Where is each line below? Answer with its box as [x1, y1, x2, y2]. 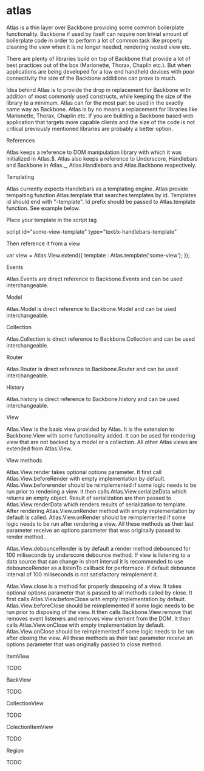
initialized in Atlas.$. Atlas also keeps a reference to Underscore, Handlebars [6, 155, 198, 162]
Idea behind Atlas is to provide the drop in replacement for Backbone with [6, 86, 191, 93]
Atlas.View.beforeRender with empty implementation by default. [6, 475, 166, 482]
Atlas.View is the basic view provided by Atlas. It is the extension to [6, 425, 175, 433]
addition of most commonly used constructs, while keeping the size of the [6, 92, 192, 100]
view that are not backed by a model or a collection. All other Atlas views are [6, 438, 198, 445]
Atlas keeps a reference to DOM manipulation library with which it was [6, 148, 182, 156]
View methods [6, 456, 42, 464]
